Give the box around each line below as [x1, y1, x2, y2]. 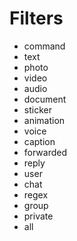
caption [23, 135, 56, 147]
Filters [9, 7, 64, 30]
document [23, 93, 67, 105]
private [23, 210, 54, 222]
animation [23, 114, 66, 126]
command [23, 40, 66, 52]
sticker [23, 103, 52, 116]
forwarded [23, 146, 68, 158]
